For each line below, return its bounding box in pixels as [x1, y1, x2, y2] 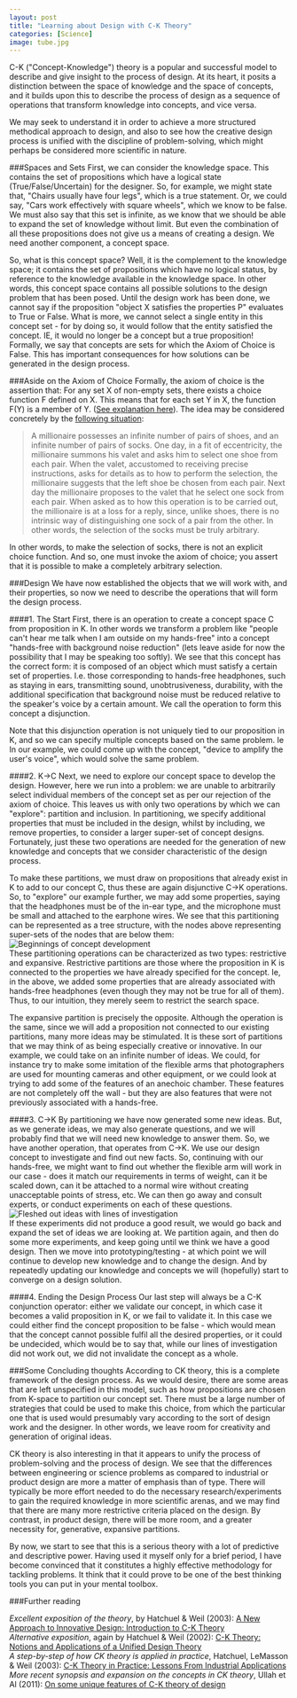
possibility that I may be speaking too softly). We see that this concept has [9, 652, 281, 662]
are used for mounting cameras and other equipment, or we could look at [9, 1069, 277, 1080]
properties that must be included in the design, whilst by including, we [9, 818, 266, 829]
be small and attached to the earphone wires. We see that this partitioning [9, 911, 279, 921]
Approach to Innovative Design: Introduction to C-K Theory [9, 1623, 225, 1633]
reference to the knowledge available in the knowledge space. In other [9, 274, 267, 285]
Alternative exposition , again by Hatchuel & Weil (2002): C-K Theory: [9, 1632, 262, 1643]
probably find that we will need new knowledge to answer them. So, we [9, 1133, 270, 1144]
